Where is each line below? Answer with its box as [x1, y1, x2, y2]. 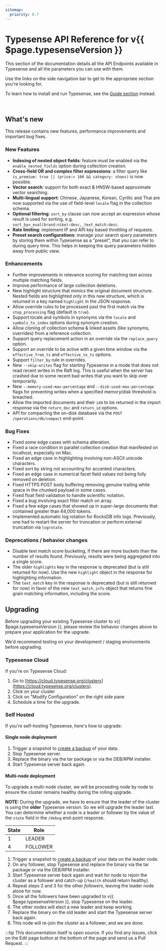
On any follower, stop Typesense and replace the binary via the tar [12, 861, 149, 867]
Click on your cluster [12, 688, 55, 694]
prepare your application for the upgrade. [5, 629, 90, 635]
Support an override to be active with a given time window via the [12, 346, 148, 352]
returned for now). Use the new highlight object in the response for [12, 569, 153, 576]
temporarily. [12, 378, 37, 384]
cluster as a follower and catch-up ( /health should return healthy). [12, 877, 150, 883]
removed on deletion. [12, 477, 56, 483]
